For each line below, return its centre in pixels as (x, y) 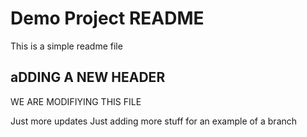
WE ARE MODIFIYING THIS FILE (76, 101)
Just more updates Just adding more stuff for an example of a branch (154, 121)
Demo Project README (107, 18)
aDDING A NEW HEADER (88, 77)
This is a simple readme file (66, 46)
